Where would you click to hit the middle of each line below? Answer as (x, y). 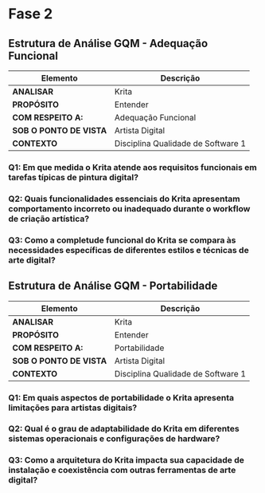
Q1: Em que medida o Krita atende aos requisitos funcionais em (132, 167)
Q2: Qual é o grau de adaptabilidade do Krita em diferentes (124, 429)
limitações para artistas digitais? (73, 408)
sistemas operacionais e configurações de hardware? (114, 439)
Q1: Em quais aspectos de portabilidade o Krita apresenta (121, 397)
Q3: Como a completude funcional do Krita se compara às (122, 240)
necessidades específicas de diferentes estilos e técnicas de (129, 250)
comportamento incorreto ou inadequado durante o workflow (129, 208)
